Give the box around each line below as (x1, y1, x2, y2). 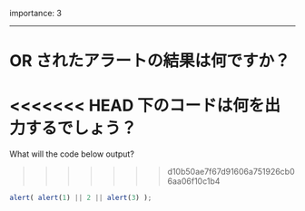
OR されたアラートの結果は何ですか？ (9, 51, 290, 72)
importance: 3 (9, 8, 62, 18)
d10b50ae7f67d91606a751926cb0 (167, 167, 295, 177)
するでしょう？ (25, 118, 138, 139)
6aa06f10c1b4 (167, 176, 221, 187)
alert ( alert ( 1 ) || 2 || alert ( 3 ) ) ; (9, 194, 152, 203)
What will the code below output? (9, 149, 134, 159)
